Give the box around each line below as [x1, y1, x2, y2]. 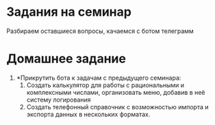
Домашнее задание [6, 51, 126, 67]
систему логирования [26, 95, 91, 104]
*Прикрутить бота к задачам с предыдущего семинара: [16, 73, 181, 82]
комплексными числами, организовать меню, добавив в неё [26, 88, 205, 96]
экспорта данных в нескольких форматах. [26, 110, 151, 118]
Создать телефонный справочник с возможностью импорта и [26, 102, 209, 111]
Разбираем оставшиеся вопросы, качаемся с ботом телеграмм [6, 27, 194, 35]
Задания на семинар [6, 4, 131, 20]
